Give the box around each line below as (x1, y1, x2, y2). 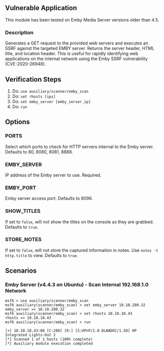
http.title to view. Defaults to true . (5, 252, 78, 258)
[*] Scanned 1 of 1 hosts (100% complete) (5, 337, 93, 342)
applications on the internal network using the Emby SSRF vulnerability (5, 56, 148, 62)
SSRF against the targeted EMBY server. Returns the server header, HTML (5, 45, 155, 51)
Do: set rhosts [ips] (12, 93, 56, 99)
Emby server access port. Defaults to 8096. (5, 196, 93, 201)
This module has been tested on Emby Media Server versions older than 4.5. (5, 17, 160, 22)
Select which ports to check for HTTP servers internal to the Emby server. (5, 144, 154, 150)
